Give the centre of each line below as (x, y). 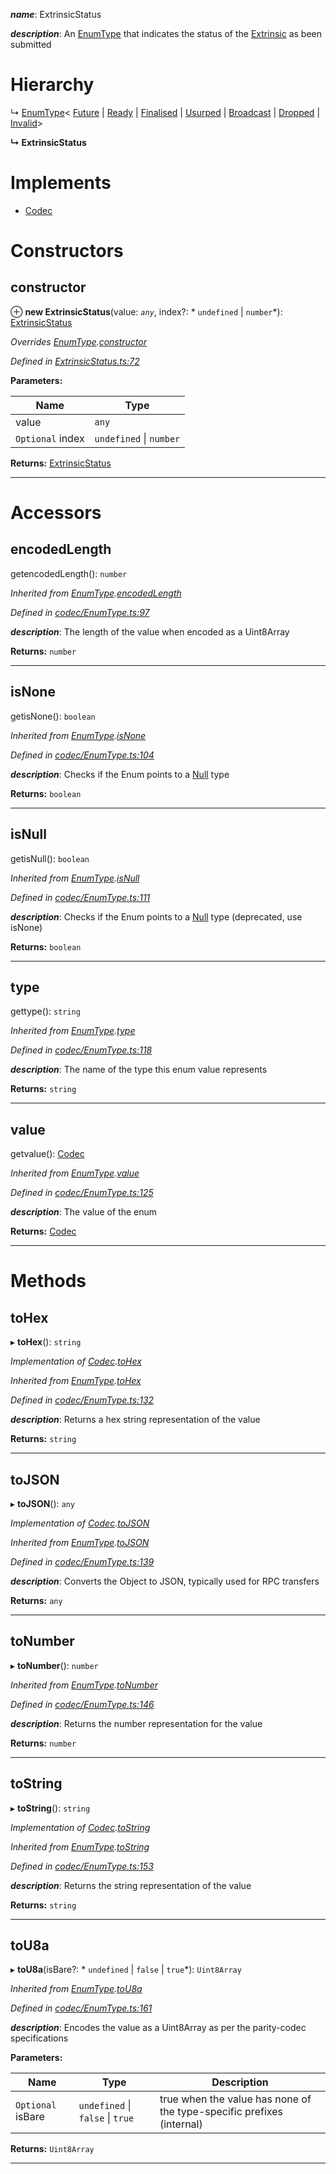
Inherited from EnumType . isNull (75, 878)
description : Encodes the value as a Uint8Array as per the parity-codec (158, 2028)
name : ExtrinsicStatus (56, 14)
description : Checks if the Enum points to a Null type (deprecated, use (156, 916)
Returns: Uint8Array (52, 2149)
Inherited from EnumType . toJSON (80, 1542)
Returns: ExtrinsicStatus (61, 463)
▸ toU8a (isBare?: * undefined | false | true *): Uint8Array (126, 1970)
